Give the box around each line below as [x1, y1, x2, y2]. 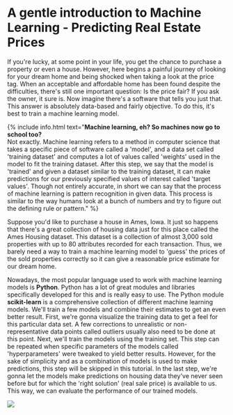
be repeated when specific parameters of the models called [7, 342, 179, 350]
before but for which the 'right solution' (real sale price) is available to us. [7, 379, 217, 387]
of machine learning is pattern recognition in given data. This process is [7, 189, 213, 198]
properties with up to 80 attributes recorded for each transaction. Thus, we [7, 240, 223, 248]
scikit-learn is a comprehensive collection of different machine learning [7, 297, 214, 306]
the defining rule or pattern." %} [7, 204, 99, 212]
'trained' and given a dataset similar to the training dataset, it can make [7, 167, 211, 175]
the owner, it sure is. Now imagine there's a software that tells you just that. [7, 94, 223, 102]
